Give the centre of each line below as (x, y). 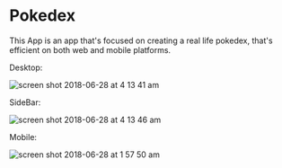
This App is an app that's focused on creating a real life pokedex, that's (141, 40)
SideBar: (25, 102)
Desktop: (26, 67)
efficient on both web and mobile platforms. (90, 49)
